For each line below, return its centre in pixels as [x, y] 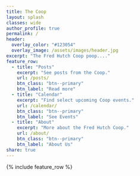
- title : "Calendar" [37, 95]
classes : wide [24, 23]
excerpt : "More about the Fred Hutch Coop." [73, 128]
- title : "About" [33, 122]
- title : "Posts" [33, 67]
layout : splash [25, 17]
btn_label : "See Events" [48, 117]
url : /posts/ [33, 78]
